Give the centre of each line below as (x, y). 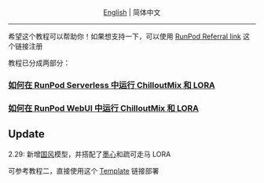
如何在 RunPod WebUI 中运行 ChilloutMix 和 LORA (103, 108)
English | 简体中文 (132, 12)
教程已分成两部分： (39, 63)
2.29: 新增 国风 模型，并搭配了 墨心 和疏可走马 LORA (90, 154)
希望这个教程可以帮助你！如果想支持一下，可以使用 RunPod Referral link (125, 36)
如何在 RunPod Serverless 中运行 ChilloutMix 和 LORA (112, 85)
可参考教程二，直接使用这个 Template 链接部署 (84, 170)
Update (27, 134)
